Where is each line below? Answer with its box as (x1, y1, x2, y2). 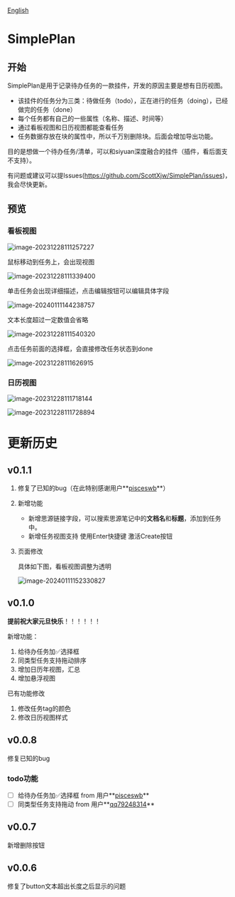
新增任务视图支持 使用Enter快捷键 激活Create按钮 (28, 532, 173, 540)
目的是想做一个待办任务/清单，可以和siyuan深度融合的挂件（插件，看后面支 (7, 147, 229, 155)
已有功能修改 (7, 689, 45, 698)
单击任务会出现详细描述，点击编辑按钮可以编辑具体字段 (7, 286, 169, 295)
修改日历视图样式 (17, 712, 68, 722)
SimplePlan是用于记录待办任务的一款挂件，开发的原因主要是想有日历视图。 (7, 81, 227, 90)
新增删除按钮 (7, 841, 45, 849)
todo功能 (7, 773, 38, 783)
